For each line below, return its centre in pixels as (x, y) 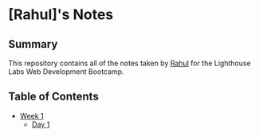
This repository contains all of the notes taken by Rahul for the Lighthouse (129, 63)
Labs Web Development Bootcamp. (67, 72)
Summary (33, 44)
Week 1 (31, 115)
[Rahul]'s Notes (61, 15)
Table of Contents (54, 97)
